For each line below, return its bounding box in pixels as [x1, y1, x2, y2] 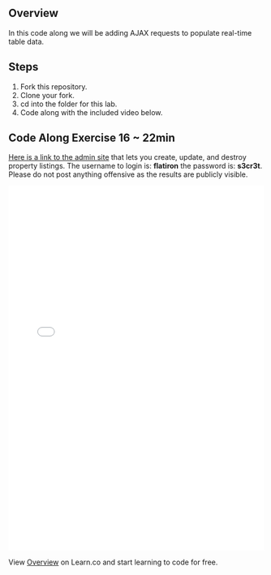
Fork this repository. [19, 81, 88, 92]
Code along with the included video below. [19, 107, 163, 117]
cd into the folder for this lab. [19, 99, 118, 109]
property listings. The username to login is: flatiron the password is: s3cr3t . [8, 161, 263, 171]
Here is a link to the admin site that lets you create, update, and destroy [8, 152, 247, 162]
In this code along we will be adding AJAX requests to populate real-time [8, 28, 252, 37]
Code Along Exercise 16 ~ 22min [8, 131, 176, 145]
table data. [8, 36, 45, 46]
